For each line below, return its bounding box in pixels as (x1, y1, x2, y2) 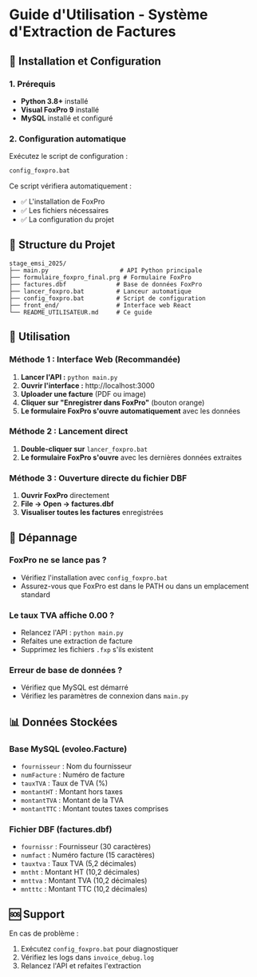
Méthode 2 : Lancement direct (9, 425, 128, 437)
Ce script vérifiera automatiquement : (9, 181, 132, 191)
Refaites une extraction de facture (20, 636, 133, 646)
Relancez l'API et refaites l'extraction (20, 961, 142, 971)
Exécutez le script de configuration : (9, 152, 128, 161)
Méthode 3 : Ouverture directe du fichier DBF (9, 473, 188, 484)
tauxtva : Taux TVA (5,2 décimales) (20, 859, 136, 868)
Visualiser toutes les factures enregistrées (20, 508, 164, 517)
